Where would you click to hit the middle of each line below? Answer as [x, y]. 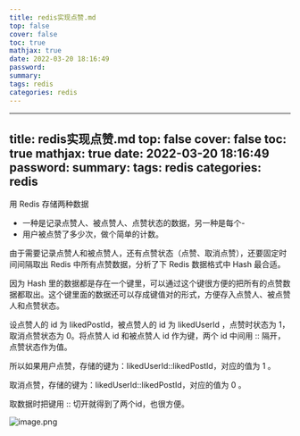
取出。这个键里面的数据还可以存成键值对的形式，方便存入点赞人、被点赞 [158, 295]
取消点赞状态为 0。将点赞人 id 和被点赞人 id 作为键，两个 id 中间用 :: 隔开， [147, 336]
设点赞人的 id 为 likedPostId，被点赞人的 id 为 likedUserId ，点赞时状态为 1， [150, 325]
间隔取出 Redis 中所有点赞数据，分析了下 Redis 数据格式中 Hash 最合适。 [151, 264]
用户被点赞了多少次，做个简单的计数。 [92, 234]
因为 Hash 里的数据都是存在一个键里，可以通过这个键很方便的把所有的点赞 [146, 283]
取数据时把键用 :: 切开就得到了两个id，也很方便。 [99, 404]
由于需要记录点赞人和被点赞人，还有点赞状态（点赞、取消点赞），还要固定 [144, 253]
